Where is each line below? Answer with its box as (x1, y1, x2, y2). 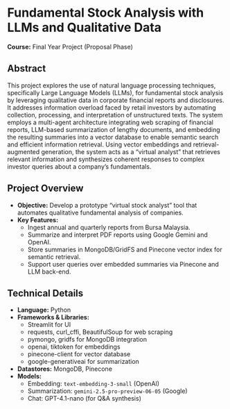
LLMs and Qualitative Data (7, 19, 161, 35)
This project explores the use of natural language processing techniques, (7, 81, 216, 90)
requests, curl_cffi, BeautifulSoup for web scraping (27, 328, 173, 336)
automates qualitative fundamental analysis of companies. (17, 208, 184, 217)
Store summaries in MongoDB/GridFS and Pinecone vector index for (27, 245, 223, 253)
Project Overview (7, 183, 84, 194)
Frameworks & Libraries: (17, 313, 90, 322)
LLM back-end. (27, 267, 71, 276)
